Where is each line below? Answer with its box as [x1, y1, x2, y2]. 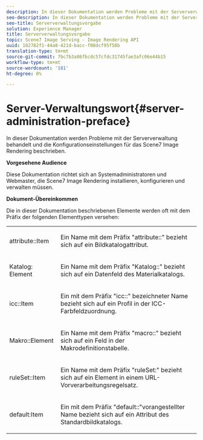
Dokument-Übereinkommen [6, 196, 79, 203]
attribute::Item [9, 237, 50, 245]
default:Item [9, 410, 43, 419]
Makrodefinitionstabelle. [60, 344, 129, 352]
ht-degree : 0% [6, 71, 42, 77]
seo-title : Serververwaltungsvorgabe [6, 20, 101, 26]
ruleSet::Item [9, 374, 46, 382]
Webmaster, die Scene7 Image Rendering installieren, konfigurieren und [6, 177, 185, 185]
